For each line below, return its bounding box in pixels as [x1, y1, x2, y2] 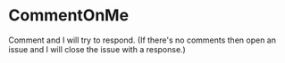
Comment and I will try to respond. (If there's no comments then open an [8, 35, 276, 45]
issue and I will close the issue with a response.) [8, 43, 187, 54]
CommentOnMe [8, 5, 130, 26]
